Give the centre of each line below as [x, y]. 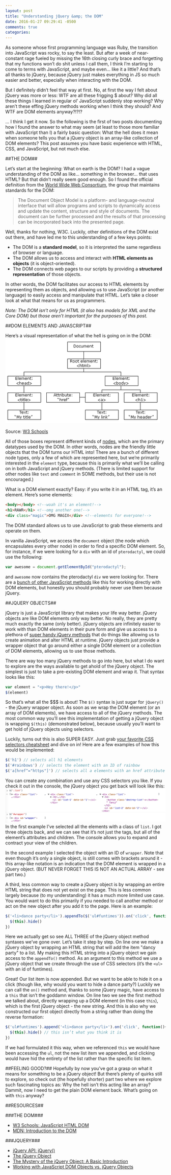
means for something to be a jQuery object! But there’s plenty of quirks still [84, 1074]
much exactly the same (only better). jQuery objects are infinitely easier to [83, 624]
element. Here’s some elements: [39, 495]
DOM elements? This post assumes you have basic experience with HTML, [84, 144]
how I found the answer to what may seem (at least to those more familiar [82, 127]
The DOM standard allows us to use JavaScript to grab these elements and [84, 525]
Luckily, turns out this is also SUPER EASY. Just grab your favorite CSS [80, 739]
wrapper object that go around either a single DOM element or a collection [83, 645]
